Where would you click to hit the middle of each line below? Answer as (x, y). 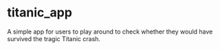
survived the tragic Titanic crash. (54, 38)
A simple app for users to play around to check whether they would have (110, 32)
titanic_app (40, 13)
